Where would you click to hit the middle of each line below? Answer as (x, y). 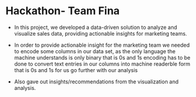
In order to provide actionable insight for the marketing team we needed (102, 45)
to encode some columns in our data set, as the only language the (95, 51)
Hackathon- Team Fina (62, 11)
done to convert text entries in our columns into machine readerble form (102, 64)
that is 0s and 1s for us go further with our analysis (76, 70)
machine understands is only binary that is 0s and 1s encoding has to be (102, 57)
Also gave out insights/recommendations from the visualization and (96, 82)
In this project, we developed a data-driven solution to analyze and (95, 27)
